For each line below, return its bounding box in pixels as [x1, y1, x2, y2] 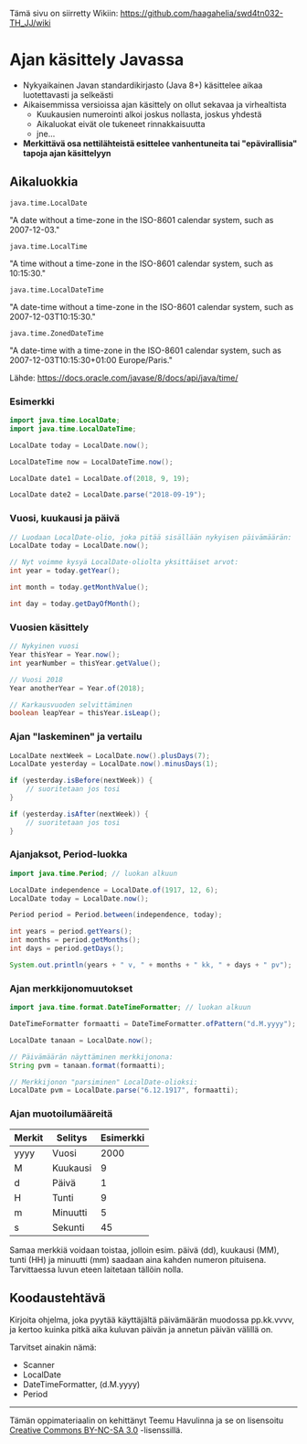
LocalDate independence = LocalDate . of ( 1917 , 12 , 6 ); [9, 885, 219, 894]
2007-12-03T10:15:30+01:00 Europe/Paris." [9, 354, 174, 365]
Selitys [56, 1131, 88, 1144]
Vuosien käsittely [9, 621, 90, 634]
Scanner [22, 1360, 55, 1371]
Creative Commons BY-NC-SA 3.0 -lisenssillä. [9, 1425, 183, 1436]
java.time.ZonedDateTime [9, 328, 104, 337]
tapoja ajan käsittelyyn [22, 147, 111, 158]
